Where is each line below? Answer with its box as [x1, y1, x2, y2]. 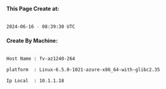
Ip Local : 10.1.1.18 [6, 78, 64, 84]
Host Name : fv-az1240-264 [6, 55, 75, 62]
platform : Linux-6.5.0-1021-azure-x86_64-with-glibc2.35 [6, 67, 160, 73]
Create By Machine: [6, 37, 58, 44]
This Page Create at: [6, 5, 59, 12]
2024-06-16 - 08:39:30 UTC [6, 24, 75, 30]
